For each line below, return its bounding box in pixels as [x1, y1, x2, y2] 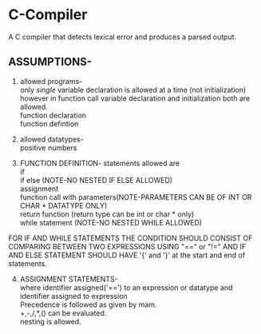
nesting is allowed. [19, 316, 81, 326]
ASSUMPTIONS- [8, 55, 93, 69]
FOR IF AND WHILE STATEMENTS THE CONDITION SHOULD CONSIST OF [8, 233, 253, 243]
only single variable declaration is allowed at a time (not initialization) [19, 85, 247, 94]
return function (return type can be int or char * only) [19, 209, 195, 219]
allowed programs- [19, 76, 83, 85]
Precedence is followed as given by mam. [19, 300, 157, 309]
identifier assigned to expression [19, 291, 128, 300]
